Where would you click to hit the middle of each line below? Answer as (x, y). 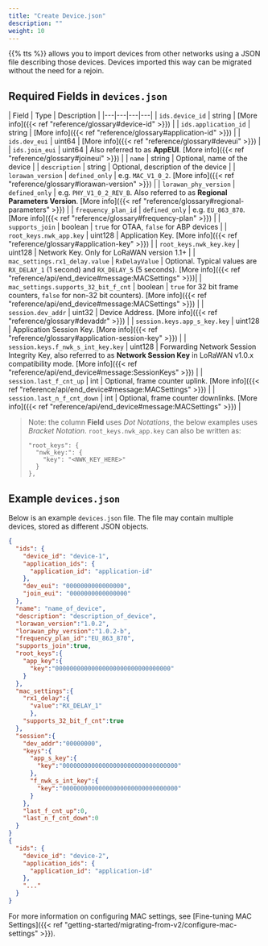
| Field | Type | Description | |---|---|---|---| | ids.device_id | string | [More (133, 116)
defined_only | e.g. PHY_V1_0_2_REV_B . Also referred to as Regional (118, 193)
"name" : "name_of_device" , (61, 608)
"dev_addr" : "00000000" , (63, 743)
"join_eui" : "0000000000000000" (77, 594)
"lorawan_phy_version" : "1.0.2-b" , (73, 631)
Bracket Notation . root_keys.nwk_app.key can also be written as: (134, 431)
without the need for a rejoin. (56, 71)
